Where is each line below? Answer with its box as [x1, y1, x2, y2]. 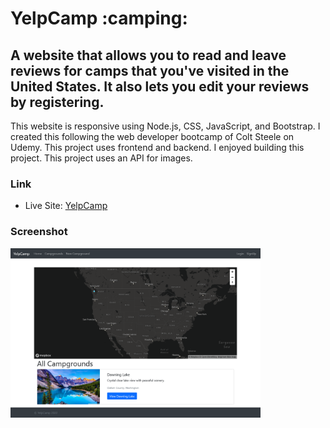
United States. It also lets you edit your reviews [10, 78, 310, 95]
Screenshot [10, 225, 68, 239]
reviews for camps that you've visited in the [10, 62, 290, 79]
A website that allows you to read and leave [10, 47, 287, 64]
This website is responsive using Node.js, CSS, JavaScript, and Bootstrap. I [10, 120, 321, 132]
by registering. [10, 93, 105, 111]
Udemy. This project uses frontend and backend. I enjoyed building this [10, 142, 305, 153]
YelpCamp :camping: [10, 7, 188, 30]
